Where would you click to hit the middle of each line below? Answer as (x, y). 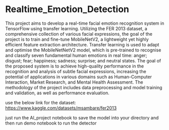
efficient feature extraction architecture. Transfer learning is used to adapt (82, 44)
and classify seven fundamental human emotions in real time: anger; (76, 55)
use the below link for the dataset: (41, 102)
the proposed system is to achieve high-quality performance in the (75, 66)
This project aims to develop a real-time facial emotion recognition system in (85, 23)
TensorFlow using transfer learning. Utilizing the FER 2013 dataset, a (76, 28)
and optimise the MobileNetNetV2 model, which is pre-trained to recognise (83, 50)
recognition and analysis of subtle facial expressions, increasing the (76, 71)
